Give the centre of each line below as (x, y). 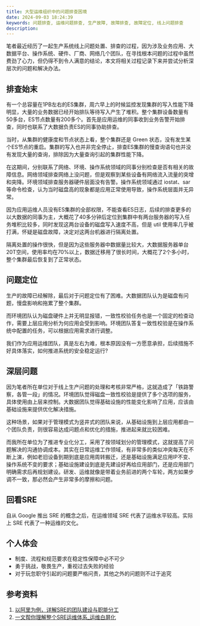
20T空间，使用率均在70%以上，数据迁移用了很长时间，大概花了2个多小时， (99, 252)
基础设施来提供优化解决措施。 (43, 409)
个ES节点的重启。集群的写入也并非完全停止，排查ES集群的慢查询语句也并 (96, 147)
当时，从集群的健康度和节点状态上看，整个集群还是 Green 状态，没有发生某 (99, 140)
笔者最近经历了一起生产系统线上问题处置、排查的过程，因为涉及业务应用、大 (100, 46)
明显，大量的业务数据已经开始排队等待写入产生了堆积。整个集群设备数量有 (97, 112)
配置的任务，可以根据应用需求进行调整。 (66, 330)
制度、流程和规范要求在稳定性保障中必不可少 (70, 559)
